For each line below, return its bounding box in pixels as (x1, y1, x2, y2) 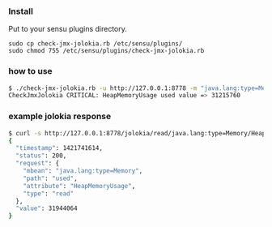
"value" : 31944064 (15, 204, 79, 212)
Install (8, 6, 34, 17)
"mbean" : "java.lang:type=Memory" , (23, 167, 143, 175)
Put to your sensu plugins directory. (8, 24, 128, 34)
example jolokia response (8, 111, 112, 122)
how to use (8, 66, 53, 77)
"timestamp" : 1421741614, (15, 144, 104, 152)
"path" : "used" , (23, 174, 79, 182)
